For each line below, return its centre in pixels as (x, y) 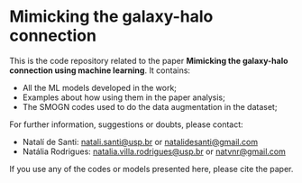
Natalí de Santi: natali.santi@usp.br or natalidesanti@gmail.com (140, 142)
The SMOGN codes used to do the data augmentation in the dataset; (150, 106)
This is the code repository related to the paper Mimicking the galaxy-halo (149, 60)
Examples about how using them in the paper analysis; (124, 97)
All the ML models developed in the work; (100, 87)
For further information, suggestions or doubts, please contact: (126, 124)
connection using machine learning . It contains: (100, 70)
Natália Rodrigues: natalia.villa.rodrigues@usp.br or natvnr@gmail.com (154, 151)
